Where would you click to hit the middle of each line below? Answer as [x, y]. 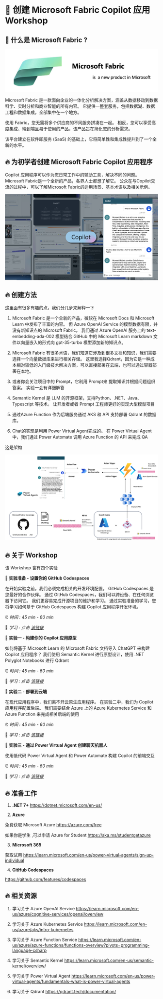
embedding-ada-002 [33, 336]
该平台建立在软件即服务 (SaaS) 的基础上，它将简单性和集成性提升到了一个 [79, 139]
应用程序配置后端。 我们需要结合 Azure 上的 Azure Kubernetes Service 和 [78, 708]
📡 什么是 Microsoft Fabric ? [46, 40]
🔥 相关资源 [21, 896]
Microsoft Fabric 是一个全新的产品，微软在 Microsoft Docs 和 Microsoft [83, 318]
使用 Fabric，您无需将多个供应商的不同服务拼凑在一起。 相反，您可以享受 [78, 122]
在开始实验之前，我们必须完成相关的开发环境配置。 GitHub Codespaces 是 [80, 589]
